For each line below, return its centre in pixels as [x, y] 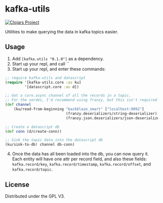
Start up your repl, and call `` [41, 63]
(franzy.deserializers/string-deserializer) [112, 113]
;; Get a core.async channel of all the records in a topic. [68, 95]
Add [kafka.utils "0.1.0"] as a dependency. [58, 59]
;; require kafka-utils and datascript [45, 78]
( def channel [18, 105]
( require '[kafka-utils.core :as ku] [43, 82]
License [17, 184]
